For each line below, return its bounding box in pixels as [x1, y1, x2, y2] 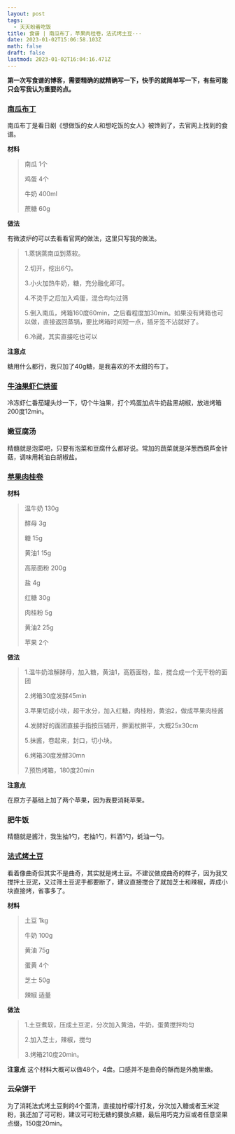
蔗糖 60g [24, 205, 50, 213]
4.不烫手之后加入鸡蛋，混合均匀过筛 [24, 294, 129, 302]
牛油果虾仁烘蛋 [7, 381, 58, 391]
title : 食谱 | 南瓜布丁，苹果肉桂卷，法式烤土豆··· [7, 29, 142, 37]
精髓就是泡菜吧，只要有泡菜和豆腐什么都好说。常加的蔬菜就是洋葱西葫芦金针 [7, 444, 228, 452]
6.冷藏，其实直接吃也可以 [24, 332, 98, 341]
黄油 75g [24, 945, 50, 954]
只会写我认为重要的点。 [7, 85, 75, 93]
